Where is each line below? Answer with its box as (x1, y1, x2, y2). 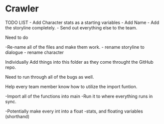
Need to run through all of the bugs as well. (5, 74, 94, 80)
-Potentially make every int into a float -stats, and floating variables (5, 108, 143, 114)
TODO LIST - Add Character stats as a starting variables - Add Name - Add (5, 19, 160, 25)
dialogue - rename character (5, 49, 64, 55)
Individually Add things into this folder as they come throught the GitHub (5, 59, 154, 65)
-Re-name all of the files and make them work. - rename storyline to (5, 44, 145, 50)
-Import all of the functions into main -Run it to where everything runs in (5, 93, 153, 99)
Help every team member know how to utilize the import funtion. (5, 83, 138, 90)
